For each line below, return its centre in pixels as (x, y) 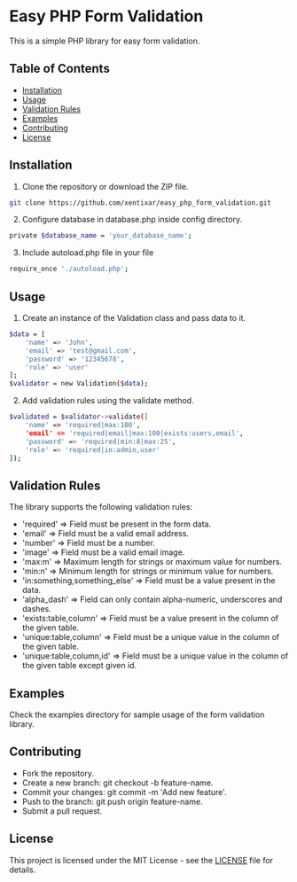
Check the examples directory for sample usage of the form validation (137, 714)
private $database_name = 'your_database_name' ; (101, 236)
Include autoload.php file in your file (88, 253)
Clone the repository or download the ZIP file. (105, 186)
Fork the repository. (58, 773)
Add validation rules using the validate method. (108, 401)
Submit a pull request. (62, 811)
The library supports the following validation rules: (101, 507)
